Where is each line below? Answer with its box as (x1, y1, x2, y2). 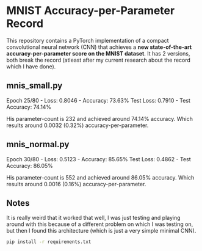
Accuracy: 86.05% (6, 162, 54, 169)
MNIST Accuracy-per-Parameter (6, 4, 175, 18)
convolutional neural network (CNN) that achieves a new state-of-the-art (6, 43, 192, 51)
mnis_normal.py (6, 139, 70, 150)
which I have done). (6, 62, 56, 70)
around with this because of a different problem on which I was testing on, (6, 220, 193, 228)
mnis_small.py (6, 81, 63, 91)
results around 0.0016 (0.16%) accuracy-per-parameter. (6, 180, 146, 187)
